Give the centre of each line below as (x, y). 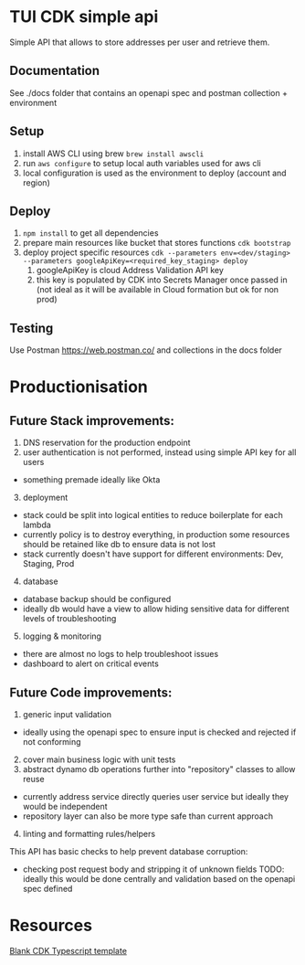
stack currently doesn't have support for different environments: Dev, (153, 554)
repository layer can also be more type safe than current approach (148, 816)
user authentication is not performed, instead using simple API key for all (159, 452)
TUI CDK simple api (84, 17)
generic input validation (67, 714)
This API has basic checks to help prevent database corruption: (129, 851)
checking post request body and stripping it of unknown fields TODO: (153, 869)
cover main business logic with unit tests (99, 759)
